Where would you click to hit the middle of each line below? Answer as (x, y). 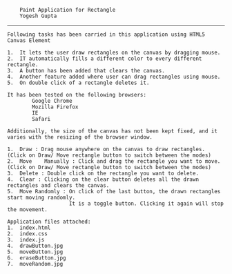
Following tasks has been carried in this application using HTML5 (106, 35)
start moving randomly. (41, 197)
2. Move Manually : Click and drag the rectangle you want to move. (114, 162)
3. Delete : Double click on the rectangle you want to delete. (103, 173)
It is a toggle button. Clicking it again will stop (146, 204)
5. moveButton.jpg (35, 252)
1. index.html (29, 228)
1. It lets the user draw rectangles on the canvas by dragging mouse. (114, 52)
